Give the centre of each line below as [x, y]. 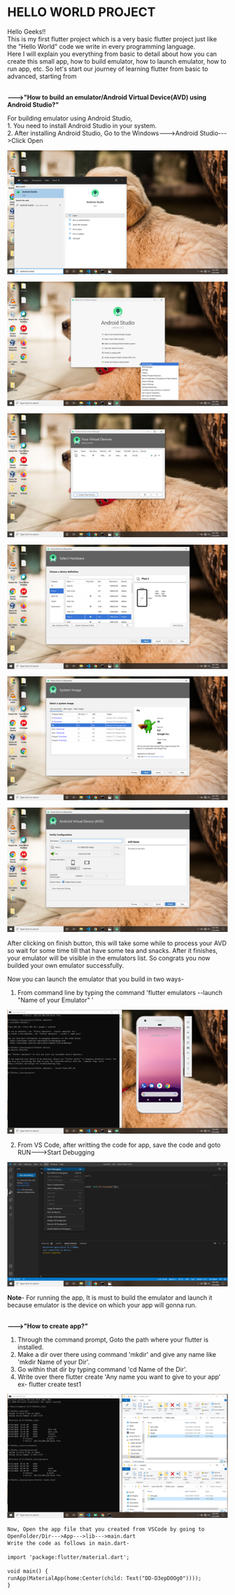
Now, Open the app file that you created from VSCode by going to [106, 1530]
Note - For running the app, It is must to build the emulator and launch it [110, 1297]
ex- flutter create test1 [49, 1384]
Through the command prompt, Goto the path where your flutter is [113, 1339]
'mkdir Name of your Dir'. [54, 1362]
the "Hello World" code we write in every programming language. [101, 46]
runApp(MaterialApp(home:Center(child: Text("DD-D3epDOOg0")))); [104, 1579]
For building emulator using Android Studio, [70, 118]
